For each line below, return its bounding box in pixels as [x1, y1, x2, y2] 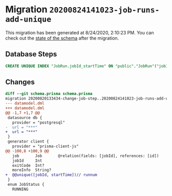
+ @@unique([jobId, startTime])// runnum [5, 172, 97, 178]
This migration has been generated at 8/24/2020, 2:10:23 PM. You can [5, 29, 154, 35]
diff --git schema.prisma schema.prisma [5, 91, 93, 96]
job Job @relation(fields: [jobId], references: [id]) [12, 153, 159, 159]
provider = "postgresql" [12, 120, 66, 125]
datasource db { [7, 115, 42, 120]
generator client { [7, 139, 50, 144]
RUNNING [12, 186, 29, 192]
